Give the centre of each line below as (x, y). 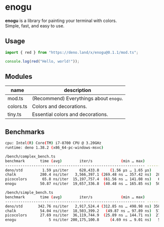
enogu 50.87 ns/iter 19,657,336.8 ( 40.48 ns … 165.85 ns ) (78, 184)
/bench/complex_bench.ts (30, 156)
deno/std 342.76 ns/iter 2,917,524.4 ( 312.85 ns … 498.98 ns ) (78, 206)
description (77, 91)
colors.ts (18, 107)
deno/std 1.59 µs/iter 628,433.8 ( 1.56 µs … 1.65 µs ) (78, 170)
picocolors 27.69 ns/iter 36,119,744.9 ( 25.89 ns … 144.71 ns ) (78, 215)
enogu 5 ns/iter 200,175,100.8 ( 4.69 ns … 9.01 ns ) (78, 220)
